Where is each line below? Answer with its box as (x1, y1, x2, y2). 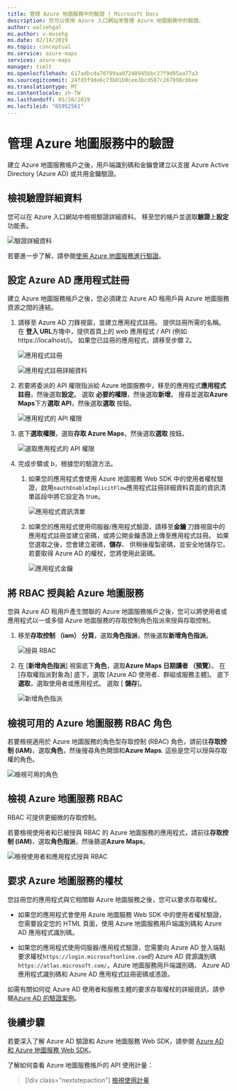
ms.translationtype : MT (7, 83, 78, 90)
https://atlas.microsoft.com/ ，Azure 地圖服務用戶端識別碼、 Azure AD (17, 960, 231, 970)
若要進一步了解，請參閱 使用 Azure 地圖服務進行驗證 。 (7, 251, 165, 260)
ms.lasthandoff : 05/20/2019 (7, 97, 91, 104)
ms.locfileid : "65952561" (7, 103, 84, 110)
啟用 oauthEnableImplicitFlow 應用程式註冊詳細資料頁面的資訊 (40, 484, 220, 492)
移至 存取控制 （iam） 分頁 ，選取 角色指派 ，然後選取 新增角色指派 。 (17, 631, 213, 640)
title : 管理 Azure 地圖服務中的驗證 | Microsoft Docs (7, 10, 159, 18)
